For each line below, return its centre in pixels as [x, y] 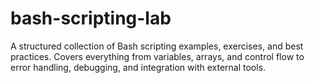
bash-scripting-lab [91, 18]
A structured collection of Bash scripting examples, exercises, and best [157, 46]
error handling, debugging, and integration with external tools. [138, 67]
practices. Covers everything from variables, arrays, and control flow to [157, 56]
